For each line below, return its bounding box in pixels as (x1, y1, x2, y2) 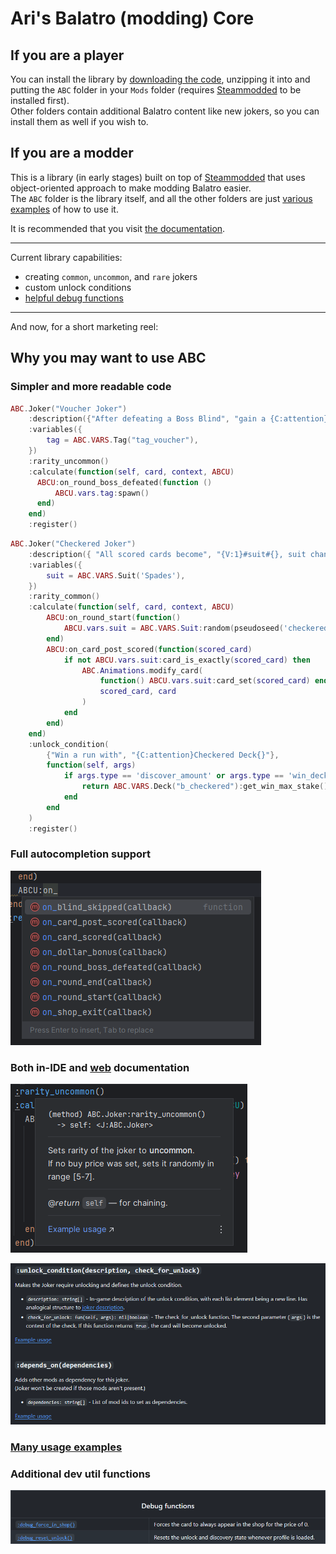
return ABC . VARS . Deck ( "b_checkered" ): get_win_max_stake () (81, 782, 329, 792)
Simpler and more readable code (10, 380, 172, 394)
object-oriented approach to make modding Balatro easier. (10, 182, 252, 194)
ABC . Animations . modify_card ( (81, 665, 203, 676)
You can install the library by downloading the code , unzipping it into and (10, 73, 311, 85)
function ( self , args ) (46, 760, 137, 771)
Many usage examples (10, 1440, 123, 1454)
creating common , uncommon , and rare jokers (24, 270, 198, 282)
